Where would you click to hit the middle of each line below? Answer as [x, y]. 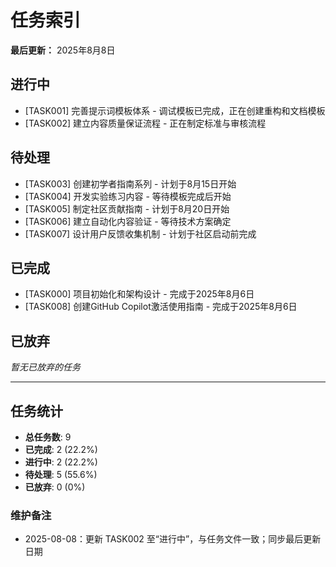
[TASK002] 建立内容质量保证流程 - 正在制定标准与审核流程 [145, 123]
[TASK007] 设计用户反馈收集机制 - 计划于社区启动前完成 [140, 233]
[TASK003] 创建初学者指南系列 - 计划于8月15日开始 [130, 183]
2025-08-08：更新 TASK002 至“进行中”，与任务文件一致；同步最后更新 [173, 539]
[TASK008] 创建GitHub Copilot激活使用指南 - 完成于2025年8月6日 [161, 307]
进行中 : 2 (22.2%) [61, 462]
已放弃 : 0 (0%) [55, 487]
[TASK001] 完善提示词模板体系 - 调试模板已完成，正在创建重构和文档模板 [175, 110]
